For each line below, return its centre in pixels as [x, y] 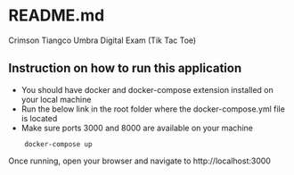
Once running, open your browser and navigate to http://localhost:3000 [139, 161]
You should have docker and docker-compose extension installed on [147, 89]
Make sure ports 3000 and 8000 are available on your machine [137, 128]
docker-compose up [58, 144]
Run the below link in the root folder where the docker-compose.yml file [153, 109]
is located [39, 118]
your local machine [56, 99]
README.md [57, 16]
